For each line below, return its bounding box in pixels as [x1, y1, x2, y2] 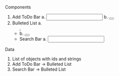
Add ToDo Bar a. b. [12, 14, 108, 20]
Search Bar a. [19, 36, 47, 42]
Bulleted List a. [12, 20, 42, 26]
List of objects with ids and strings [12, 56, 81, 62]
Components [5, 4, 31, 10]
